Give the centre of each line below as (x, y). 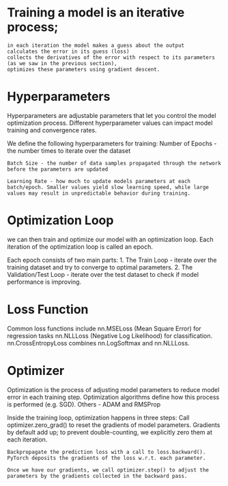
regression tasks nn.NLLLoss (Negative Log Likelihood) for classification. (110, 336)
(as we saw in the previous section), (62, 63)
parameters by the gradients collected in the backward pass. (97, 476)
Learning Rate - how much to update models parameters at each (99, 181)
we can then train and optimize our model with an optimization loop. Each (110, 239)
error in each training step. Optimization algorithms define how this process (113, 397)
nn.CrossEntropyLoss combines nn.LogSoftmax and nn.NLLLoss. (98, 343)
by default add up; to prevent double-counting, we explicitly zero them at (110, 432)
